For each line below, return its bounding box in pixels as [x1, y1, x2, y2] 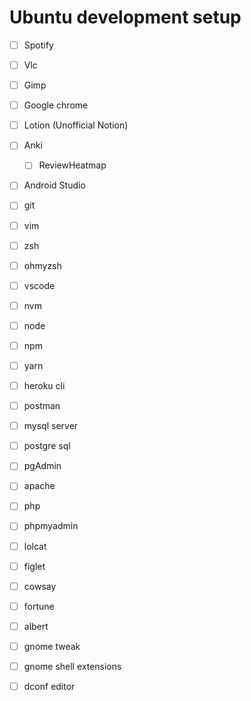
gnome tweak [23, 640, 81, 652]
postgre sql [23, 440, 71, 452]
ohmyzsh [23, 259, 62, 271]
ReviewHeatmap [38, 159, 107, 171]
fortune [23, 600, 55, 612]
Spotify [23, 39, 54, 51]
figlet [23, 560, 46, 572]
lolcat [23, 540, 47, 552]
